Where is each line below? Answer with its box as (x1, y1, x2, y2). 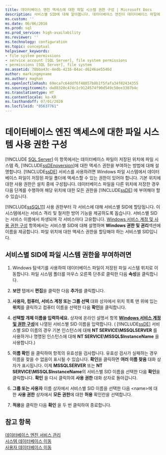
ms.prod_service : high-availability (5, 30, 81, 35)
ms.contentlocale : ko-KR (5, 94, 56, 99)
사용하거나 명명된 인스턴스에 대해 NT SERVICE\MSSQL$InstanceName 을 (12, 333, 160, 339)
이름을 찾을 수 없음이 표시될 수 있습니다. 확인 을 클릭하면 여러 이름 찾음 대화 (12, 356, 156, 362)
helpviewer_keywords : (5, 48, 50, 53)
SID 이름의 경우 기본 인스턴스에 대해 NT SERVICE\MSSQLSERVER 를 (21, 327, 158, 333)
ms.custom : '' (5, 16, 35, 21)
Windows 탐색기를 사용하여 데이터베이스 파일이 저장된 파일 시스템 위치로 (12, 265, 153, 271)
